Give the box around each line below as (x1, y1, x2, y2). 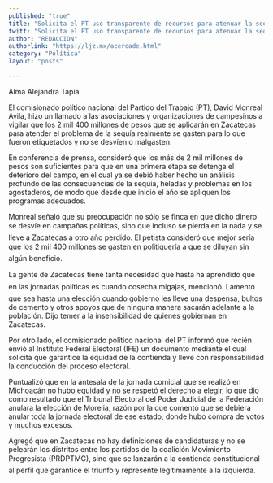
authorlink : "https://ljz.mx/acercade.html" (8, 42, 162, 50)
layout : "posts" (8, 58, 63, 66)
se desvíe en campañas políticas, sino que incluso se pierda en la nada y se (8, 220, 262, 230)
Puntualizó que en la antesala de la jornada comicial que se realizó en (8, 376, 241, 386)
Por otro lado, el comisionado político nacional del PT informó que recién (8, 335, 253, 345)
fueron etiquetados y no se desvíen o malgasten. (8, 137, 172, 146)
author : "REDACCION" (8, 34, 79, 43)
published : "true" (8, 11, 71, 20)
